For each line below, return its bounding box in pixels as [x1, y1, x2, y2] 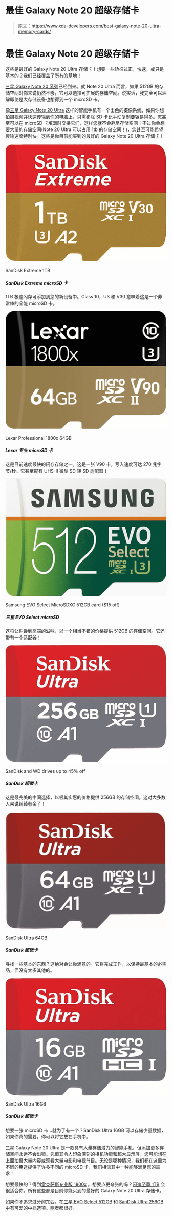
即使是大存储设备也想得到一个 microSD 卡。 [9, 96, 102, 102]
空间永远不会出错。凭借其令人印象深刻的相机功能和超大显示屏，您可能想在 [9, 1151, 167, 1157]
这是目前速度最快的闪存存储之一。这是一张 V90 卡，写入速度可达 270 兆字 [5, 461, 162, 467]
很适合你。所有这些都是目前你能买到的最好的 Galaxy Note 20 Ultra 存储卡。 [5, 1187, 164, 1193]
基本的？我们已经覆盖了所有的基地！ [5, 72, 82, 79]
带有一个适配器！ [5, 634, 41, 641]
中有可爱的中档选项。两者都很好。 [5, 1205, 77, 1211]
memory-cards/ [17, 28, 51, 34]
